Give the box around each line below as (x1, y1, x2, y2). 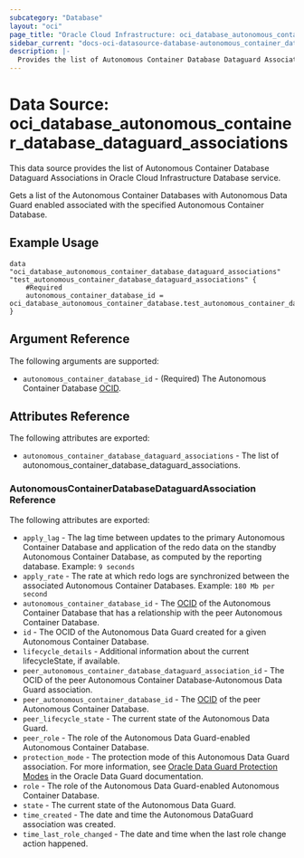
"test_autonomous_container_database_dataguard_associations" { (9, 275, 257, 284)
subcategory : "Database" (9, 13, 103, 23)
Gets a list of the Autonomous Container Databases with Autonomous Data (9, 189, 288, 200)
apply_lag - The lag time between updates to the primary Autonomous (22, 531, 285, 543)
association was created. (22, 818, 116, 829)
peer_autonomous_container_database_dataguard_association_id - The (22, 664, 285, 675)
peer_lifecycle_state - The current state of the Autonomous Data (22, 712, 270, 724)
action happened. (22, 838, 89, 849)
